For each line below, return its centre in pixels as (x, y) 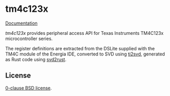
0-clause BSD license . (29, 88)
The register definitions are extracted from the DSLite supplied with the (80, 48)
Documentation (21, 23)
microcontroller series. (29, 39)
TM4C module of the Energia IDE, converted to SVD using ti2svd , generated (85, 54)
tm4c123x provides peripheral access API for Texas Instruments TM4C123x (84, 33)
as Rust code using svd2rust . (36, 59)
